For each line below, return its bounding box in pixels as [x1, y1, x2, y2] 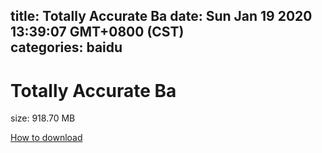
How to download [10, 132, 83, 144]
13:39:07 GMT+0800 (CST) [10, 24, 185, 41]
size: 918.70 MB [10, 112, 76, 124]
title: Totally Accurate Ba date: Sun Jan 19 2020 [10, 8, 313, 25]
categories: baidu [10, 39, 123, 56]
